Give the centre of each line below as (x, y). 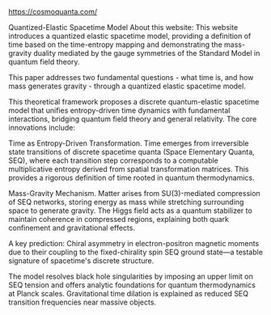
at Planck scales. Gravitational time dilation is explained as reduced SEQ (129, 294)
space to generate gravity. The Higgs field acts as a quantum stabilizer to (130, 211)
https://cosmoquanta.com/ (53, 12)
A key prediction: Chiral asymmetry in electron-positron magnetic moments (134, 243)
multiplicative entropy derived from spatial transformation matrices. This (129, 169)
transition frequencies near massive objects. (82, 302)
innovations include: (42, 128)
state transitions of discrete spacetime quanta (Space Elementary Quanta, (131, 152)
